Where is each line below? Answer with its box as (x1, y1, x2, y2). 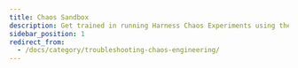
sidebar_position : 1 (9, 29, 86, 38)
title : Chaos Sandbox (9, 12, 90, 22)
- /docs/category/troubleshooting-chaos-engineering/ (17, 46, 220, 55)
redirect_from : (9, 37, 66, 47)
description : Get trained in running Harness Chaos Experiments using (9, 21, 276, 30)
